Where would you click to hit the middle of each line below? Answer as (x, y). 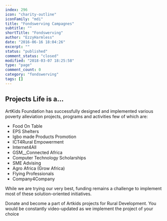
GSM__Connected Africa (38, 152)
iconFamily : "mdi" (24, 19)
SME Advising (27, 163)
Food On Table (27, 126)
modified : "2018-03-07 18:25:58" (40, 61)
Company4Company (34, 179)
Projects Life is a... (34, 99)
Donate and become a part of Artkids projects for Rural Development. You (81, 203)
